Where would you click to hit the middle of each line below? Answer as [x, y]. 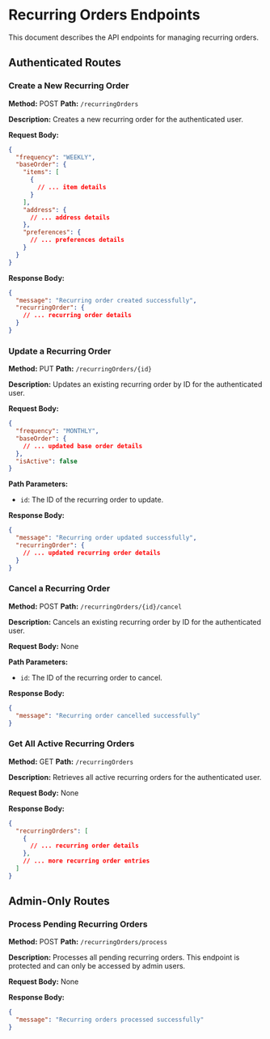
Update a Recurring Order [60, 351]
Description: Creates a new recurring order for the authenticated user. [126, 119]
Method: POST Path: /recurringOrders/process [88, 942]
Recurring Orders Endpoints [104, 15]
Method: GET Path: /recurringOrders [71, 761]
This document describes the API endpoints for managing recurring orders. [133, 37]
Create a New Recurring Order [69, 86]
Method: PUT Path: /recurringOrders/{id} [80, 369]
